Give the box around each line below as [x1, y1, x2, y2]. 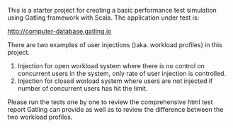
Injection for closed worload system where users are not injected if [17, 77, 213, 85]
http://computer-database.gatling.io [7, 27, 112, 35]
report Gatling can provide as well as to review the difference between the [7, 105, 224, 113]
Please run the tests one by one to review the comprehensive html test [7, 98, 213, 106]
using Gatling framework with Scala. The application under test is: [7, 13, 200, 22]
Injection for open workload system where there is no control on [17, 62, 205, 70]
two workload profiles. [7, 113, 73, 121]
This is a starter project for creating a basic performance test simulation [7, 6, 217, 14]
